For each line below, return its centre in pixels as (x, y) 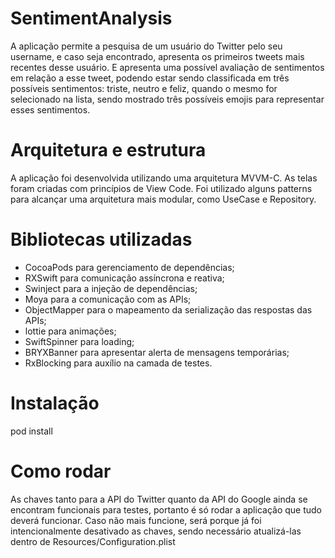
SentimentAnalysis (91, 18)
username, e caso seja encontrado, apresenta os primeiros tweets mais (157, 56)
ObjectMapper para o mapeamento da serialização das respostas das (168, 309)
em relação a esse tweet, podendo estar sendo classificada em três (150, 78)
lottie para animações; (70, 331)
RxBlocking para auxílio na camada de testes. (118, 363)
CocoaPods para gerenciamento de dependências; (129, 267)
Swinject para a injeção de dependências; (111, 288)
